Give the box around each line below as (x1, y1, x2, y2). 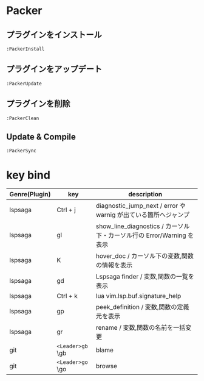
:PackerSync (6, 148, 36, 154)
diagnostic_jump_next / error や (96, 202, 186, 210)
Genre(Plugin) (9, 190, 51, 199)
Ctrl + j (56, 205, 76, 214)
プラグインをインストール (6, 29, 102, 40)
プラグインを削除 (6, 99, 70, 109)
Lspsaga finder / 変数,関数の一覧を (96, 272, 194, 281)
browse (96, 362, 117, 371)
